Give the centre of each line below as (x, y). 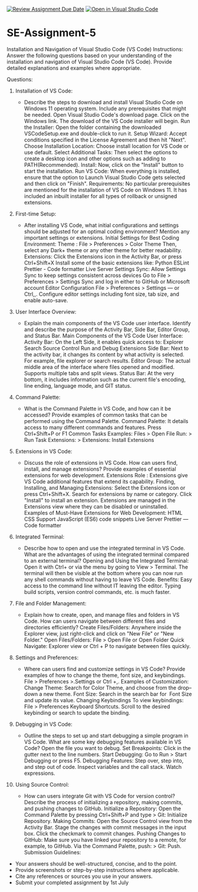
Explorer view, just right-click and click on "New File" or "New (99, 633)
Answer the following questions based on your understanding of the (89, 55)
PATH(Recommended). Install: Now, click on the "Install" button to (104, 164)
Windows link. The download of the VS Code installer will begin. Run (107, 121)
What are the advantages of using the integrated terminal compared (106, 554)
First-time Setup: (36, 214)
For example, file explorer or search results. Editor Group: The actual (107, 361)
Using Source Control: (42, 784)
